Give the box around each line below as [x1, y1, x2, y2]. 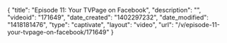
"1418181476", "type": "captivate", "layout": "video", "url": [7, 21, 174, 28]
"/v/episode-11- [175, 21, 221, 28]
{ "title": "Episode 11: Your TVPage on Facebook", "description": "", [7, 6, 202, 14]
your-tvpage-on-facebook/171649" [7, 28, 110, 36]
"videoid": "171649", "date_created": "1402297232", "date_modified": [7, 13, 209, 21]
